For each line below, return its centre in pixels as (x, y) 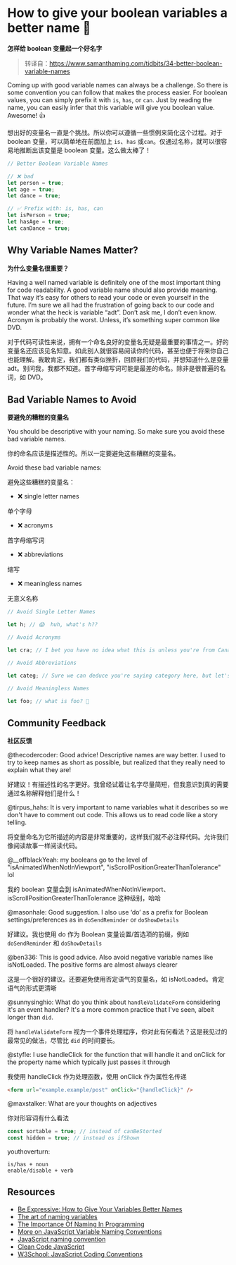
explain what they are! (39, 770)
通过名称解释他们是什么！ (44, 793)
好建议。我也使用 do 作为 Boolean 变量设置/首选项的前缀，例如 (98, 934)
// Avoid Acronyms (34, 637)
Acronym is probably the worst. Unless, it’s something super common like (113, 319)
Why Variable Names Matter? (73, 251)
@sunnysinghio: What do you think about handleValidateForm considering (114, 1002)
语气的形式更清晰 (32, 988)
